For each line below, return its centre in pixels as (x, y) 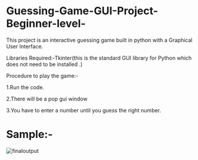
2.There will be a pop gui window (47, 99)
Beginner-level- (46, 23)
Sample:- (30, 134)
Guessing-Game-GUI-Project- (82, 11)
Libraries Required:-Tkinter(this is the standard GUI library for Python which (99, 58)
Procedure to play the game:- (42, 76)
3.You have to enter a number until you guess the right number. (84, 110)
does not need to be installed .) (44, 64)
